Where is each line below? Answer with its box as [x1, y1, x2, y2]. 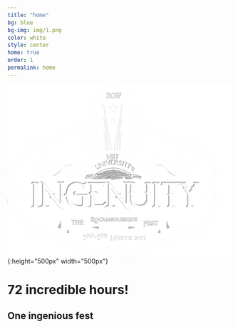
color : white [7, 34, 46, 41]
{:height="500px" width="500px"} [7, 256, 109, 265]
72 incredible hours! [7, 281, 129, 298]
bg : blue [7, 19, 33, 26]
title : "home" [7, 11, 50, 19]
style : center [7, 41, 50, 49]
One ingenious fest [7, 310, 94, 322]
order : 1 [7, 57, 33, 64]
